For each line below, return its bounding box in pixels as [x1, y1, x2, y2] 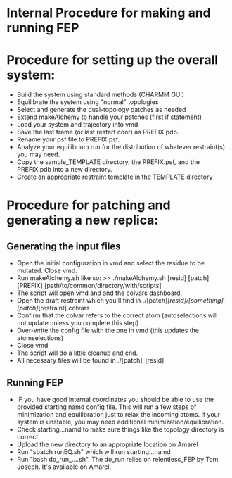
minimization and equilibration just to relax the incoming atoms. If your [16, 410, 221, 418]
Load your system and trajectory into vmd [16, 120, 138, 129]
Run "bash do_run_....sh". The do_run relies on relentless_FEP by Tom [16, 455, 219, 463]
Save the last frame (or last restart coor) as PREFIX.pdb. [16, 128, 179, 137]
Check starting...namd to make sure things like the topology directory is [16, 424, 224, 434]
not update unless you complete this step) [16, 319, 139, 327]
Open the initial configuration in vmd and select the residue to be [16, 259, 205, 268]
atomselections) [16, 334, 64, 342]
